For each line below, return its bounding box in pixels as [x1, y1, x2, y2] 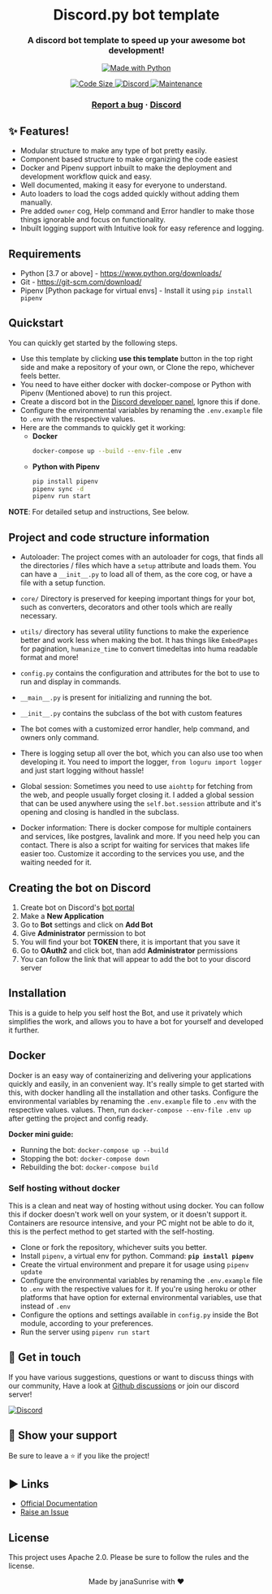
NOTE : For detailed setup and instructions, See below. [8, 507, 189, 517]
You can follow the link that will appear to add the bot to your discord [19, 954, 252, 963]
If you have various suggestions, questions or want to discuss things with [8, 1372, 254, 1381]
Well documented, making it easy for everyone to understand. [19, 180, 227, 190]
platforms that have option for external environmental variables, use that [19, 1292, 262, 1302]
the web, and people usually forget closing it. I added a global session [19, 790, 254, 800]
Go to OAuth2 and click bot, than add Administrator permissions [19, 946, 238, 955]
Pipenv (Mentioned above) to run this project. [19, 388, 172, 398]
